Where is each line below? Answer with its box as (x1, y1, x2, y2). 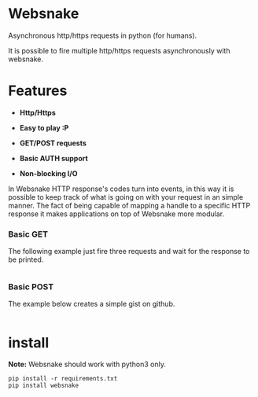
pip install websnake (8, 382, 79, 390)
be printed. (8, 255, 44, 264)
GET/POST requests (19, 138, 87, 148)
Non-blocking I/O (19, 168, 78, 178)
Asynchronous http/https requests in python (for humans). (8, 31, 197, 40)
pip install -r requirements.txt (8, 375, 118, 383)
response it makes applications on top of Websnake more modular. (8, 209, 225, 219)
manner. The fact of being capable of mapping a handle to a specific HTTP (8, 200, 251, 210)
